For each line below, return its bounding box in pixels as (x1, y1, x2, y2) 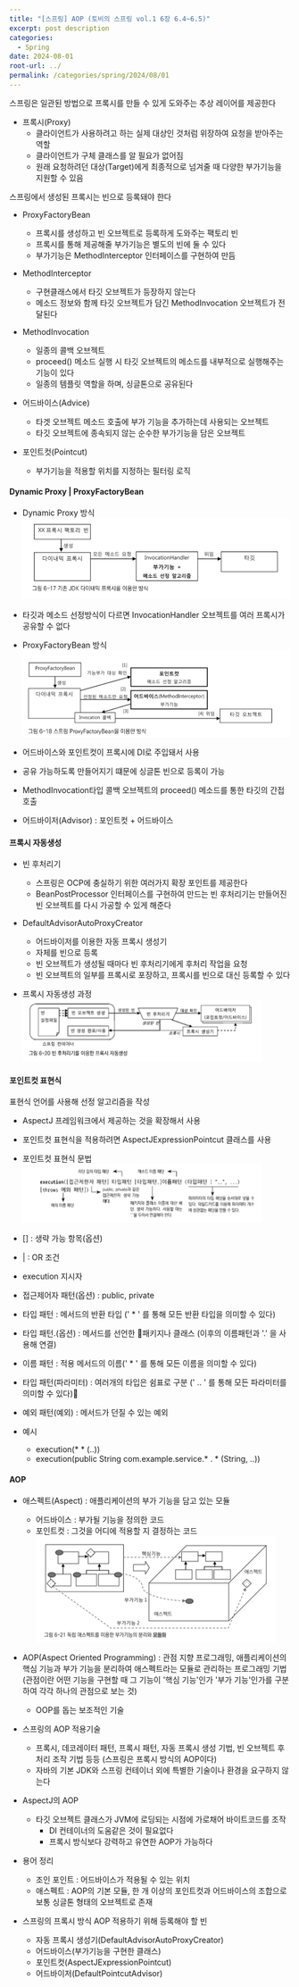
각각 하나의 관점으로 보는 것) (38, 1685, 137, 1696)
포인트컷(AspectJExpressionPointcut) (35, 1957, 172, 1967)
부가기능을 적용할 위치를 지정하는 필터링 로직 (35, 465, 191, 476)
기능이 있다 (35, 367, 74, 378)
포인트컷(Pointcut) (21, 447, 87, 457)
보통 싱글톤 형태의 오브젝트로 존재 (35, 1896, 154, 1907)
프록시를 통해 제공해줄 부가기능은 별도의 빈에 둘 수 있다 (35, 238, 227, 249)
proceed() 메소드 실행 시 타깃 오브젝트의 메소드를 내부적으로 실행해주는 (35, 355, 284, 366)
